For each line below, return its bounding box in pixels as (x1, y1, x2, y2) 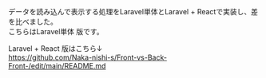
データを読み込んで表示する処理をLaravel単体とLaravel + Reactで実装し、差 (8, 7, 258, 16)
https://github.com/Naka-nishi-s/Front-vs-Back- (8, 53, 168, 62)
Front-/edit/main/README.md (8, 61, 106, 70)
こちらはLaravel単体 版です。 (8, 27, 104, 36)
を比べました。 (8, 17, 58, 26)
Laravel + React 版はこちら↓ (8, 44, 103, 53)
